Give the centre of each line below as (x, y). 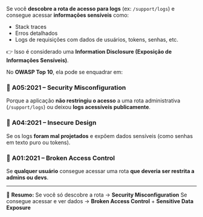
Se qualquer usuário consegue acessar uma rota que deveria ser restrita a (100, 171)
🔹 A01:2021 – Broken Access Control (61, 158)
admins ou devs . (27, 177)
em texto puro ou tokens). (38, 142)
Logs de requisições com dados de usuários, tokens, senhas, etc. (97, 39)
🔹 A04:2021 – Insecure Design (51, 123)
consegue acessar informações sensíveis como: (68, 15)
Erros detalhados (36, 33)
